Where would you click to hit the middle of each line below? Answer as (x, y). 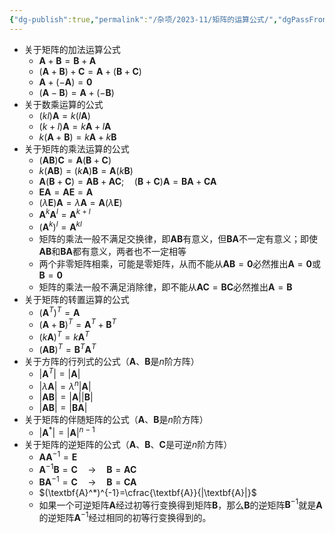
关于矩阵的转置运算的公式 (76, 299)
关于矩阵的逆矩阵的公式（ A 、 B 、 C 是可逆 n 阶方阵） (128, 444)
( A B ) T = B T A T (67, 348)
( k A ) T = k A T (64, 336)
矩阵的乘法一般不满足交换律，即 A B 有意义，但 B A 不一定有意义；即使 (178, 238)
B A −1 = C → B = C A (87, 481)
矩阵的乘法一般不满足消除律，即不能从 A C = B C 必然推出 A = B (165, 287)
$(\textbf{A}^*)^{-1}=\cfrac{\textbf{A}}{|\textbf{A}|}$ (147, 492)
